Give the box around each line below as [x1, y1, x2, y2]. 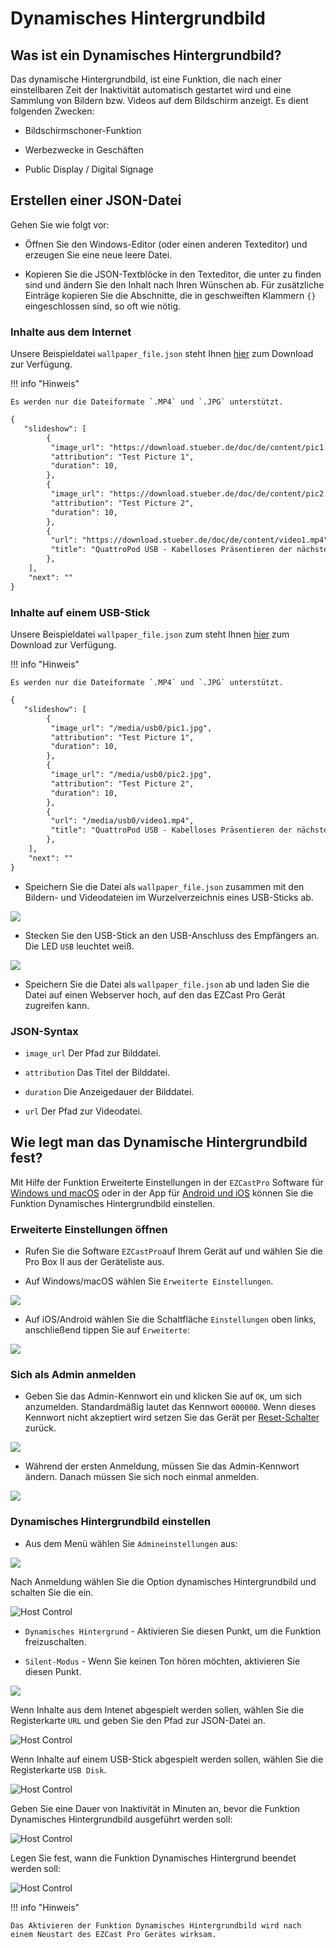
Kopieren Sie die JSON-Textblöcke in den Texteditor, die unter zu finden [24, 268, 322, 280]
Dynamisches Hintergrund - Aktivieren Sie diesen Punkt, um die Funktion [24, 1625, 322, 1637]
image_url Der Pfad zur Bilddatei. [24, 1047, 162, 1059]
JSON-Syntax [10, 1024, 79, 1038]
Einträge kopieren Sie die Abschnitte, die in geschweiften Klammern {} [24, 289, 317, 301]
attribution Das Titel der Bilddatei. [24, 1066, 171, 1078]
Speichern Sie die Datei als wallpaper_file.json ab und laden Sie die [24, 978, 310, 990]
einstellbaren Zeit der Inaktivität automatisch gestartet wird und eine [10, 84, 292, 96]
